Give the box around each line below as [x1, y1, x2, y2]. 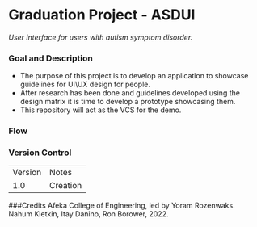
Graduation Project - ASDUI [8, 6, 196, 24]
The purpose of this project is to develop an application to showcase [19, 71, 249, 81]
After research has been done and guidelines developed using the [19, 88, 241, 98]
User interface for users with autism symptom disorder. [8, 32, 193, 42]
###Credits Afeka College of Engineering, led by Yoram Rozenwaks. [8, 200, 236, 211]
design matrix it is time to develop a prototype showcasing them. [19, 97, 236, 107]
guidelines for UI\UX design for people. [19, 79, 151, 90]
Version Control [8, 147, 72, 158]
